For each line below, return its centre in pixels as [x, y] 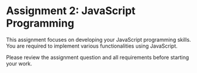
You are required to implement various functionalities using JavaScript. [92, 46]
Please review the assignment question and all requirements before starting [98, 57]
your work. [19, 64]
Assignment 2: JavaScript [71, 11]
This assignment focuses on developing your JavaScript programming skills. [98, 39]
